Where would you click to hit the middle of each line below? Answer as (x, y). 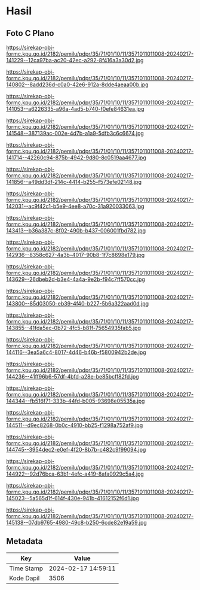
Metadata (24, 541)
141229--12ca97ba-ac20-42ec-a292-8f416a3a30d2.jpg (75, 60)
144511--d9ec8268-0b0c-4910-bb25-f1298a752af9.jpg (75, 425)
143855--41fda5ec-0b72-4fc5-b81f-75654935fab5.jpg (74, 328)
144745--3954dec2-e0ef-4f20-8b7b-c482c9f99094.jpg (76, 450)
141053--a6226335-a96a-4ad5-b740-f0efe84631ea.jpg (75, 109)
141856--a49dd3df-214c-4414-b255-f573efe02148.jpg (74, 182)
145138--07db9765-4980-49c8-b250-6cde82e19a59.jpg (77, 523)
